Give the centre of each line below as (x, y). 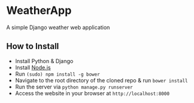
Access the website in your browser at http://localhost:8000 (92, 93)
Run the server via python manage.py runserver (74, 87)
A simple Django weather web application (58, 27)
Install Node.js (33, 67)
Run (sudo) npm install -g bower (57, 74)
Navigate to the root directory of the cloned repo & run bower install (101, 80)
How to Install (33, 46)
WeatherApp (39, 11)
